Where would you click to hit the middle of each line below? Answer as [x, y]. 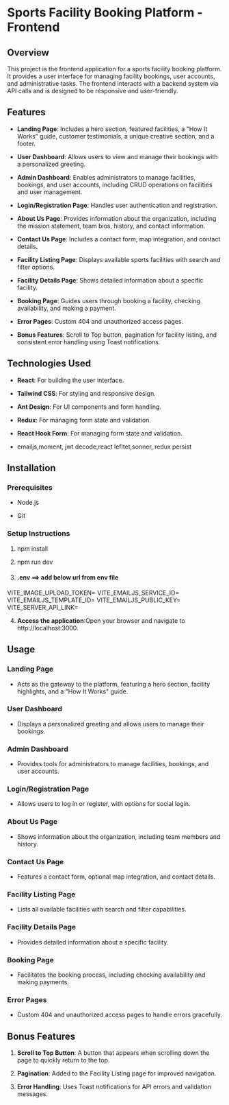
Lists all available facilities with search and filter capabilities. [102, 910]
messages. [32, 1094]
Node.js [28, 503]
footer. [26, 143]
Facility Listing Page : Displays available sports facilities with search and [119, 259]
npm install [32, 548]
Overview [28, 52]
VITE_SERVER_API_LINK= [43, 607]
